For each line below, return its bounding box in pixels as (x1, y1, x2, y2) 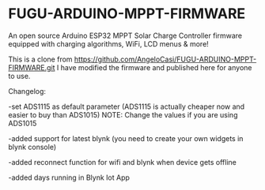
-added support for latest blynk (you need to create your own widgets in (8, 133, 244, 143)
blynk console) (8, 142, 57, 151)
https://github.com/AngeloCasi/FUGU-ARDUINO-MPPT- (74, 54, 257, 64)
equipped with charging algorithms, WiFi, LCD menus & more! (8, 39, 210, 48)
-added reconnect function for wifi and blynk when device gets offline (8, 157, 237, 166)
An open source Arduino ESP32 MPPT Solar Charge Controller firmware (8, 31, 243, 40)
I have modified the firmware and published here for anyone (56, 62, 252, 72)
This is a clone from (8, 54, 73, 64)
